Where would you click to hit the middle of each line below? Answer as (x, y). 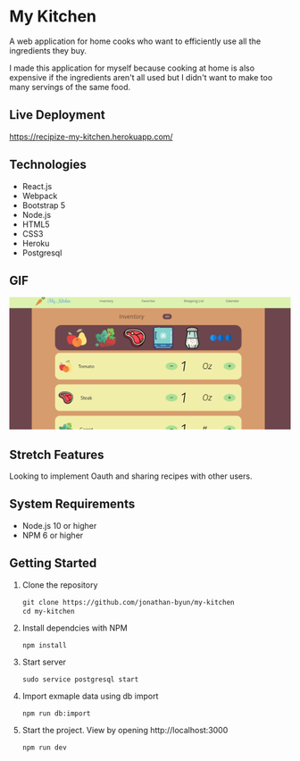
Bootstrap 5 (44, 205)
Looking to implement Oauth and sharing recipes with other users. (131, 476)
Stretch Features (57, 454)
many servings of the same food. (70, 87)
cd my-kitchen (48, 611)
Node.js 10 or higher (59, 525)
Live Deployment (57, 115)
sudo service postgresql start (80, 679)
